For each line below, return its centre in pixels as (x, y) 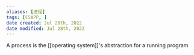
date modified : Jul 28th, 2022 (45, 28)
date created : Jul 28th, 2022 (44, 23)
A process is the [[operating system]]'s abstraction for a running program (97, 45)
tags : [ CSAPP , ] (27, 17)
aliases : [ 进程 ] (26, 12)
